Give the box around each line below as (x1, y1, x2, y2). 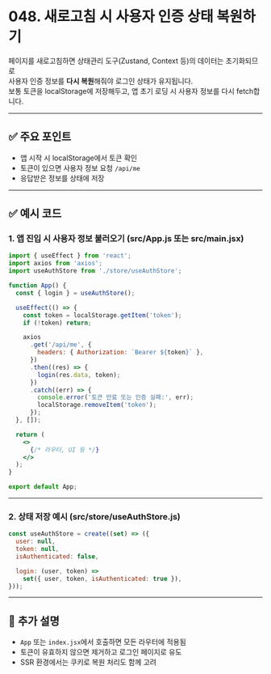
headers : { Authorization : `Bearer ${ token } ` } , (37, 349, 204, 357)
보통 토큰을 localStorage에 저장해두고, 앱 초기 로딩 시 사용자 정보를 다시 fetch (8, 86, 254, 95)
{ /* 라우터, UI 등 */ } (29, 446, 99, 454)
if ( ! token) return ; (23, 319, 92, 327)
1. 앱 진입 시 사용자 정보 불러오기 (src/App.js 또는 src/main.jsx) (8, 233, 244, 244)
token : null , (15, 545, 60, 553)
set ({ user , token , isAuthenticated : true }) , (23, 574, 182, 583)
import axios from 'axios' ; (8, 260, 103, 268)
